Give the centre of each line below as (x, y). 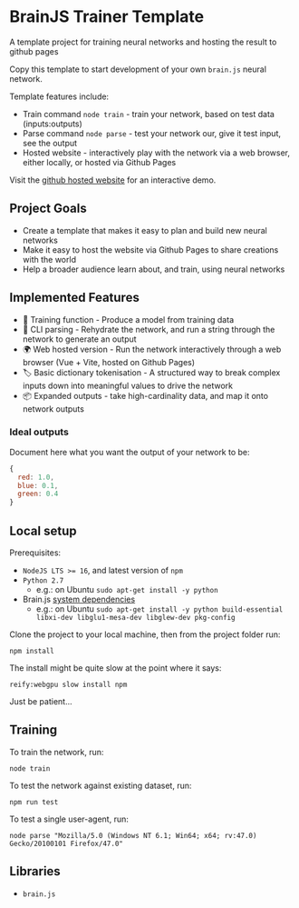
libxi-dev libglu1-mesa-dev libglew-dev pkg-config (135, 618)
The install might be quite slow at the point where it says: (116, 668)
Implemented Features (75, 298)
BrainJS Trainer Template (107, 17)
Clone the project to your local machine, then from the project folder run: (145, 634)
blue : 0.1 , (38, 485)
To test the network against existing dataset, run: (101, 785)
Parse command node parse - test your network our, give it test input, (152, 133)
